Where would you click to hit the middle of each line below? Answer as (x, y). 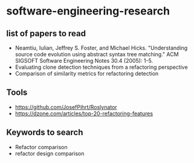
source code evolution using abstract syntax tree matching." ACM (97, 54)
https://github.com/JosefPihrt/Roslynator (66, 107)
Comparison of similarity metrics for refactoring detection (87, 73)
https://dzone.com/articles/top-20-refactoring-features (84, 113)
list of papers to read (46, 34)
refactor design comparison (50, 153)
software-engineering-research (88, 11)
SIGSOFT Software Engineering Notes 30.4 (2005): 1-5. (84, 61)
